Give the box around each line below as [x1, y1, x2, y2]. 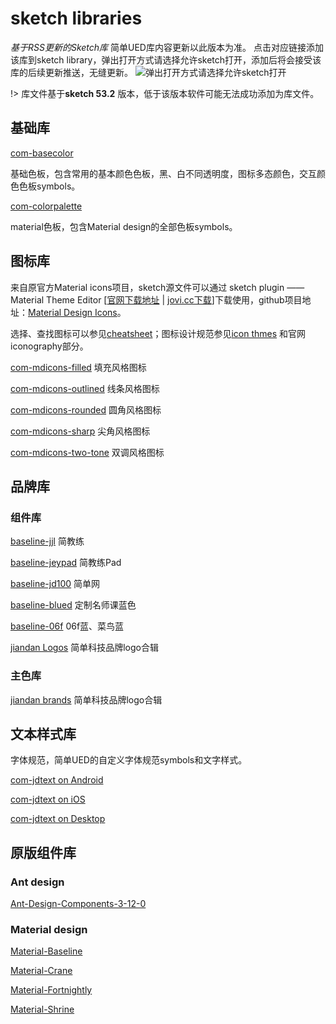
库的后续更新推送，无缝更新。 [10, 66, 133, 78]
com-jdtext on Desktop [10, 813, 106, 825]
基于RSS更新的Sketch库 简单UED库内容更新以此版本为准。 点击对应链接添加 [10, 41, 324, 53]
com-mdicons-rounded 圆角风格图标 [10, 403, 162, 416]
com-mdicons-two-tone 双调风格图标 [10, 446, 165, 458]
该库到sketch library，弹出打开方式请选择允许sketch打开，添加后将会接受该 [10, 53, 322, 66]
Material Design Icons [28, 306, 118, 318]
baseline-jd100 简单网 [10, 578, 101, 590]
